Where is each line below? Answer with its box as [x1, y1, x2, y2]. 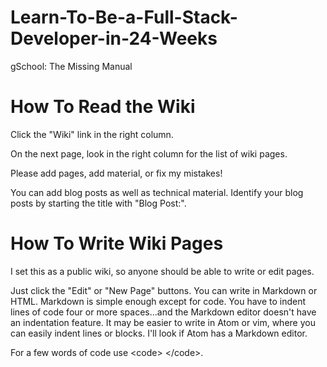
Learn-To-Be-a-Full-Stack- [10, 6, 238, 29]
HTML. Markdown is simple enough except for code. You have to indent [10, 295, 307, 307]
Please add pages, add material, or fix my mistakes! [10, 167, 223, 179]
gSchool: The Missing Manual [10, 60, 133, 72]
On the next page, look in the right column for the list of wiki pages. [10, 147, 288, 160]
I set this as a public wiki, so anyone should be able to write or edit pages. [10, 265, 315, 277]
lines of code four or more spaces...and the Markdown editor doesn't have [10, 306, 317, 318]
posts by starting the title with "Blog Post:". [10, 197, 187, 209]
